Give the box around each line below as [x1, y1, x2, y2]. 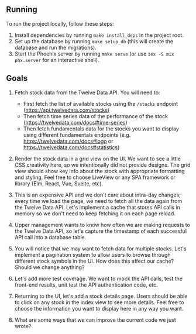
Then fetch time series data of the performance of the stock [23, 112, 169, 119]
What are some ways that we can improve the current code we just [14, 316, 177, 323]
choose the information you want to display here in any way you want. [14, 305, 184, 312]
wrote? [14, 322, 32, 329]
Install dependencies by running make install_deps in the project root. [14, 32, 184, 39]
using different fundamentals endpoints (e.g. [23, 131, 131, 138]
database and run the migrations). [14, 44, 97, 51]
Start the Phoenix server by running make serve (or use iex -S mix [14, 50, 174, 57]
